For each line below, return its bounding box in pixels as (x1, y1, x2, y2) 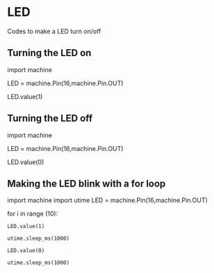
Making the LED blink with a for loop (7, 177, 166, 189)
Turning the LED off (7, 112, 93, 125)
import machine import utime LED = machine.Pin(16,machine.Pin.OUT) (7, 196, 208, 204)
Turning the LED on (7, 47, 92, 59)
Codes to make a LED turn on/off (7, 27, 101, 35)
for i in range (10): (7, 209, 58, 218)
